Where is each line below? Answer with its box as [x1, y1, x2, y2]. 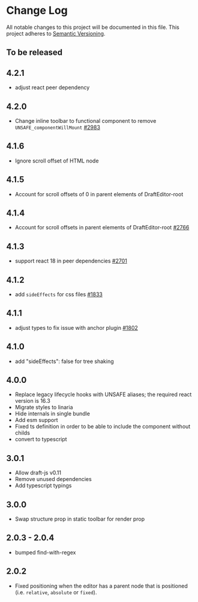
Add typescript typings [14, 482, 72, 489]
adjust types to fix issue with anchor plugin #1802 [14, 324, 138, 331]
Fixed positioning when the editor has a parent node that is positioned [14, 582, 188, 589]
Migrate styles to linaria [14, 404, 73, 411]
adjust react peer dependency [14, 84, 90, 91]
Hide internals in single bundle [14, 410, 90, 417]
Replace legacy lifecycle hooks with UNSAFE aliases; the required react [14, 391, 192, 398]
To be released [6, 48, 63, 58]
